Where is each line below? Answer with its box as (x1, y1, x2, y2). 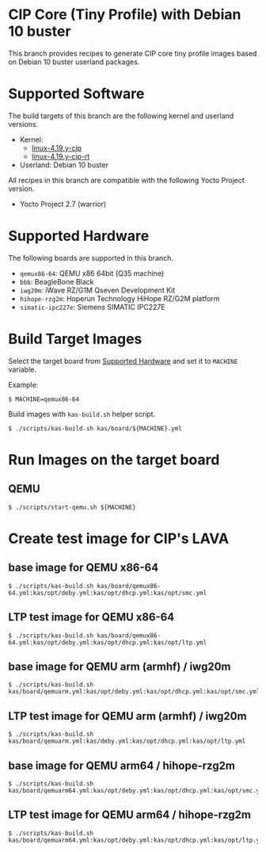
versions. (8, 119, 38, 128)
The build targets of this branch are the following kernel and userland (8, 111, 234, 120)
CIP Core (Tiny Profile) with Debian (8, 6, 241, 24)
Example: (8, 380, 39, 389)
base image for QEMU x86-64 (8, 561, 159, 575)
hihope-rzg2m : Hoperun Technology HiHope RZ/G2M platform (19, 293, 220, 303)
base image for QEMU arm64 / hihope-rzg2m (8, 758, 236, 772)
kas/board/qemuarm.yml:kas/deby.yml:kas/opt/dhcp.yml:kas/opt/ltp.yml (8, 737, 246, 746)
